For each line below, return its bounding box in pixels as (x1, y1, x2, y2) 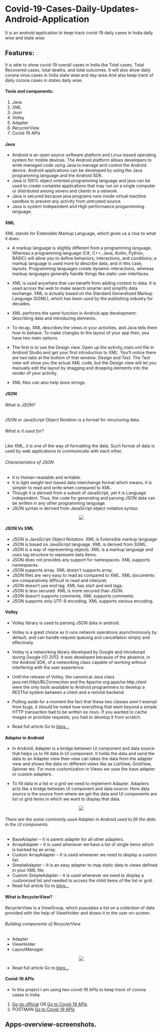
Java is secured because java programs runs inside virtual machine (12, 193, 147, 199)
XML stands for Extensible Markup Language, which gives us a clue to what (5, 230, 156, 236)
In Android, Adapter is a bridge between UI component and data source (12, 745, 155, 751)
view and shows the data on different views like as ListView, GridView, (12, 761, 152, 767)
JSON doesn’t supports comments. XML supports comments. (12, 593, 135, 598)
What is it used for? (5, 428, 44, 434)
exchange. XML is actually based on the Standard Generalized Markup (12, 291, 153, 296)
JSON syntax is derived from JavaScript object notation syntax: (12, 505, 139, 511)
